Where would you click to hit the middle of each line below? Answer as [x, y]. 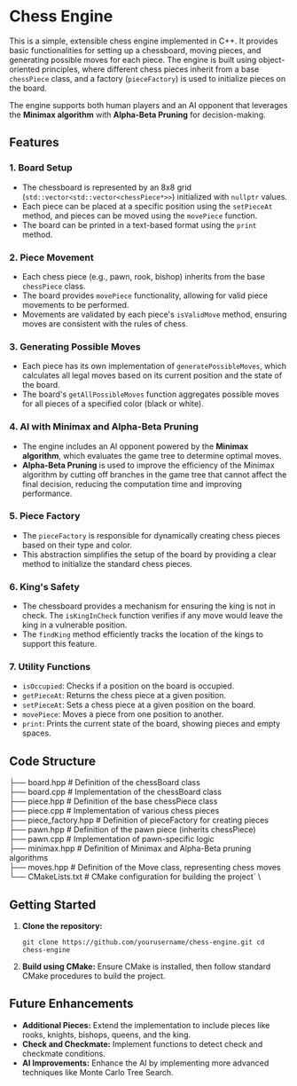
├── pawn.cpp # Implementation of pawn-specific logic [112, 839]
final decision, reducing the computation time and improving [132, 484]
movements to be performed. [75, 304]
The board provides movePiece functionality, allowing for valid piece [145, 295]
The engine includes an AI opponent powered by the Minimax [135, 446]
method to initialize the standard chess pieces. [107, 563]
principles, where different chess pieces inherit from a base [150, 69]
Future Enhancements [72, 1004]
